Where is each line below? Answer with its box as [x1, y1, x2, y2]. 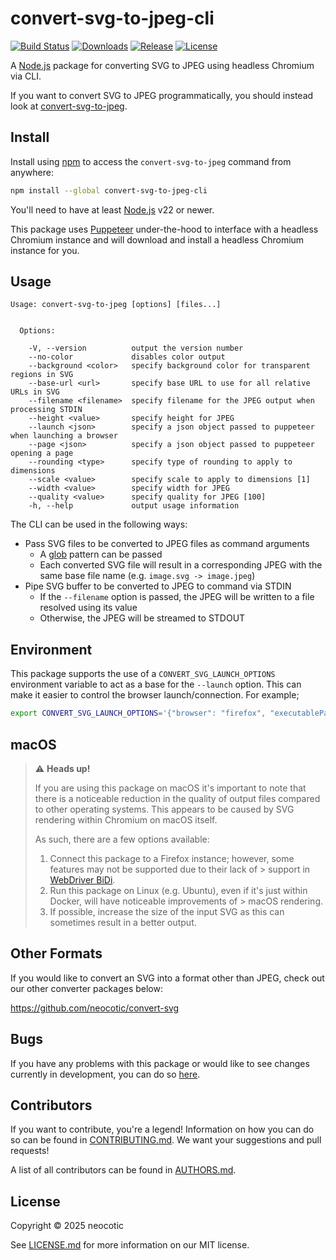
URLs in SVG [10, 387, 60, 397]
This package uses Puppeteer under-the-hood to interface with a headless [10, 223, 319, 235]
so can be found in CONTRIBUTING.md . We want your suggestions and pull [10, 1134, 322, 1146]
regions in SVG [10, 370, 74, 380]
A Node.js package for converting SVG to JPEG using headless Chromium [10, 59, 315, 71]
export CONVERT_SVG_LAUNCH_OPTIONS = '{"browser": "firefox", [10, 708, 267, 719]
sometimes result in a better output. [49, 916, 197, 928]
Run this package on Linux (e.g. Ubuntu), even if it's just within [49, 884, 308, 896]
